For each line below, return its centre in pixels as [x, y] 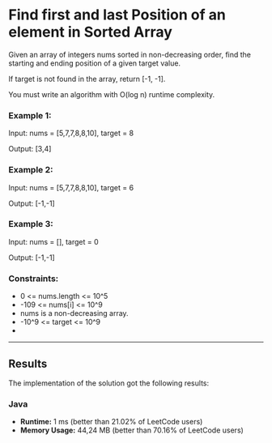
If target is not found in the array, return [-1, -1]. [87, 79]
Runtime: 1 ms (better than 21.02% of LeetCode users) [111, 422]
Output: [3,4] [30, 149]
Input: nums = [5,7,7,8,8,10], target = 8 [71, 133]
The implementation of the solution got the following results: [108, 383]
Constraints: [34, 279]
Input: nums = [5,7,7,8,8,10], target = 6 [71, 187]
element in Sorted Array [90, 32]
